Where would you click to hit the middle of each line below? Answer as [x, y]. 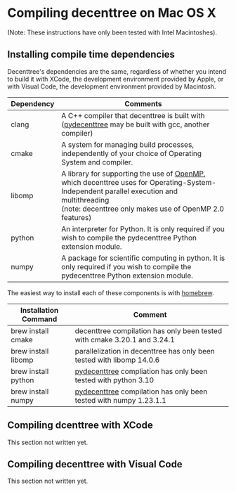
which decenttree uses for [105, 182]
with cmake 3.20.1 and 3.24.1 [125, 339]
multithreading [85, 200]
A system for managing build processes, [128, 144]
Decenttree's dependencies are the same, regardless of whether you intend [117, 71]
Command [39, 319]
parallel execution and [141, 191]
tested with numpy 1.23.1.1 [120, 400]
